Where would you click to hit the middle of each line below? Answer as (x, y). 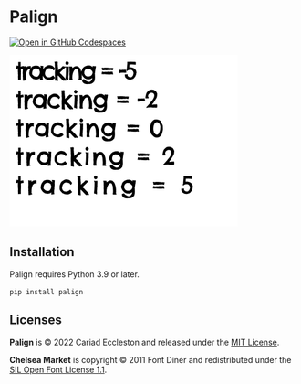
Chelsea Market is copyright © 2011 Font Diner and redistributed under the (150, 359)
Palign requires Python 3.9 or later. (74, 274)
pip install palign (47, 292)
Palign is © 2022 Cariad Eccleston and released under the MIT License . (145, 342)
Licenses (36, 320)
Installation (42, 252)
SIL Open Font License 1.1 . (58, 369)
